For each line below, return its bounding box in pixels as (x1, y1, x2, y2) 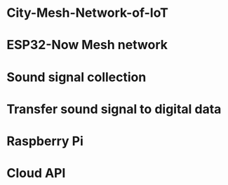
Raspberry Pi (6, 133, 83, 149)
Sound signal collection (6, 69, 147, 85)
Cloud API (6, 165, 66, 181)
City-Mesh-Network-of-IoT (6, 5, 169, 21)
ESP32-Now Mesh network (6, 37, 168, 53)
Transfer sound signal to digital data (6, 101, 222, 117)
